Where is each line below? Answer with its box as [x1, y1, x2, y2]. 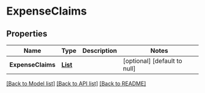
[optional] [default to [123, 57, 182, 65]
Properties [6, 29, 48, 39]
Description [82, 47, 117, 55]
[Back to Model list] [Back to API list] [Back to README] [6, 80, 146, 87]
